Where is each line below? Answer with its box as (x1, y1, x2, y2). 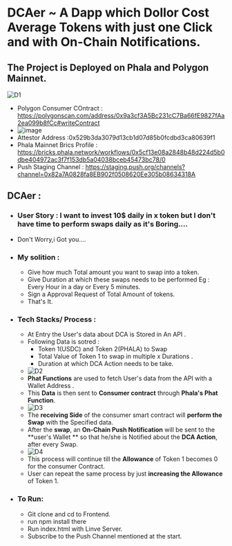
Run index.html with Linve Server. (27, 525, 123, 533)
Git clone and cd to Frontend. (27, 509, 111, 518)
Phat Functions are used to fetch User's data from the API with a (27, 374, 213, 382)
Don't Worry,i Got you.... (17, 235, 86, 243)
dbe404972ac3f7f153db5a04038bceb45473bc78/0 (17, 155, 166, 164)
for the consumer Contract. (27, 462, 106, 471)
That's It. (27, 297, 53, 305)
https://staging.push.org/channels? (85, 163, 185, 170)
